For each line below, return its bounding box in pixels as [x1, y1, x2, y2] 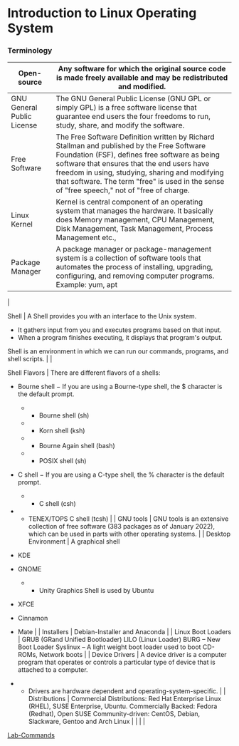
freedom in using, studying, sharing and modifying [55, 167, 224, 177]
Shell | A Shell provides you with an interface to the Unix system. [7, 312, 197, 321]
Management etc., [55, 233, 117, 243]
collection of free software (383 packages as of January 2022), [28, 522, 216, 531]
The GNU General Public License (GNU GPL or [55, 94, 211, 104]
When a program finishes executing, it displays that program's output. [17, 333, 223, 342]
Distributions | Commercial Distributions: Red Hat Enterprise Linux [28, 695, 222, 703]
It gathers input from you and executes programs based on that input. [17, 326, 222, 334]
